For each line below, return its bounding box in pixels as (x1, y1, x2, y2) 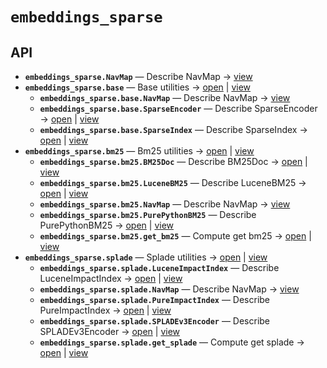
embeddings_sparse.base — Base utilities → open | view (24, 81, 252, 93)
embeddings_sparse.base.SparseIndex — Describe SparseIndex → (39, 124, 308, 135)
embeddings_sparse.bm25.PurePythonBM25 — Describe (39, 209, 257, 220)
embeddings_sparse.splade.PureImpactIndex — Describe (39, 294, 271, 305)
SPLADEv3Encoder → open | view (39, 326, 181, 337)
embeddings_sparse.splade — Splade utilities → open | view (24, 251, 268, 263)
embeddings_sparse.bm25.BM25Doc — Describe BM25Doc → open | (39, 156, 308, 167)
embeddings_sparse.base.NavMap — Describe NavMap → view (39, 92, 291, 103)
